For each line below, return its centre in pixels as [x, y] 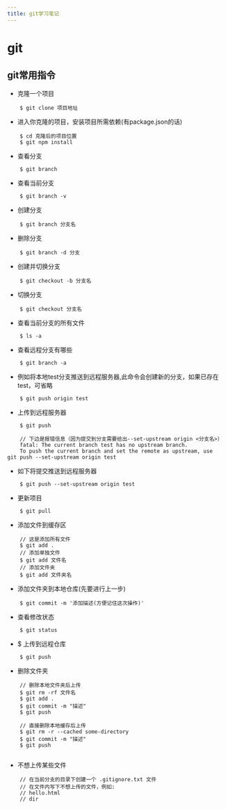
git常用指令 [31, 75]
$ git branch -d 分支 [50, 252]
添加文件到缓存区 [42, 525]
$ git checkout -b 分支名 [56, 281]
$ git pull [35, 511]
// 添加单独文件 [40, 553]
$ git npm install [46, 142]
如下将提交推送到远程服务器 [57, 471]
